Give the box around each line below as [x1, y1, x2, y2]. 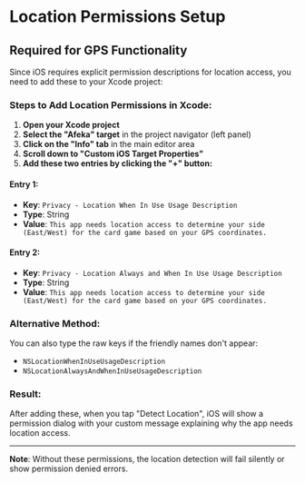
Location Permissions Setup [9, 6, 226, 27]
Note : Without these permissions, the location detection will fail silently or [9, 454, 285, 465]
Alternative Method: [9, 317, 101, 330]
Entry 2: [9, 247, 41, 258]
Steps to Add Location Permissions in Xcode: [9, 98, 212, 111]
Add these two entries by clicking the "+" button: [22, 158, 213, 169]
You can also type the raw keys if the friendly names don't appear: [9, 338, 259, 349]
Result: [9, 388, 42, 400]
